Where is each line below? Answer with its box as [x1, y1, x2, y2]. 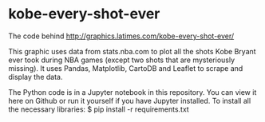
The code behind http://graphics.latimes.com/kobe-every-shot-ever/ [8, 31, 235, 41]
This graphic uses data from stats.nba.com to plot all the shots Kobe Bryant [8, 46, 257, 56]
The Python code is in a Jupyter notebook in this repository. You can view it [8, 87, 257, 96]
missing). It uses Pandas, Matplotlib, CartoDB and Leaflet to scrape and [8, 63, 243, 73]
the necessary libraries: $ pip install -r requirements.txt [8, 104, 189, 114]
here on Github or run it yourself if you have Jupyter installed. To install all [8, 96, 251, 105]
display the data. [8, 72, 63, 81]
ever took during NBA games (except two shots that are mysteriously [8, 55, 235, 65]
